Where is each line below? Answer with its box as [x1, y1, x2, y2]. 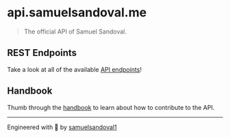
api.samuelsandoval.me [7, 5, 147, 20]
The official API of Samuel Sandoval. [23, 27, 127, 36]
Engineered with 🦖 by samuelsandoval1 [7, 123, 118, 131]
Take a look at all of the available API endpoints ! [7, 65, 142, 73]
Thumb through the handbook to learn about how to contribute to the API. [7, 103, 215, 111]
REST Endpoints [7, 47, 77, 59]
